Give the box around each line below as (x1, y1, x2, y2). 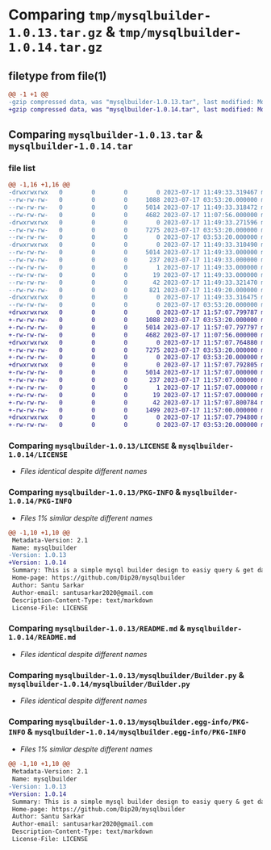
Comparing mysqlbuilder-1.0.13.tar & (8, 128, 203, 142)
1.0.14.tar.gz (8, 40, 103, 56)
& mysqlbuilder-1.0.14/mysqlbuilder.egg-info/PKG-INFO (27, 726, 246, 737)
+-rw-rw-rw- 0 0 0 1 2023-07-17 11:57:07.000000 (8, 383, 258, 392)
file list (8, 162, 36, 174)
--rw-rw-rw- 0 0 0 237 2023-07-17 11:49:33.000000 (8, 256, 258, 264)
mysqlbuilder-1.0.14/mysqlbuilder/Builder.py (8, 680, 191, 689)
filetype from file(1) (8, 69, 107, 82)
